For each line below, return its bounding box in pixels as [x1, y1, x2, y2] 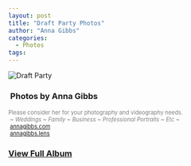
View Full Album [8, 148, 72, 160]
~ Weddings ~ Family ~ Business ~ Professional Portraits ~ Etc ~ [10, 116, 181, 124]
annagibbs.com [10, 123, 51, 131]
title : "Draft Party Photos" [8, 19, 105, 27]
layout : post [8, 11, 52, 20]
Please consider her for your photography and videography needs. [8, 109, 183, 117]
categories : [8, 34, 48, 42]
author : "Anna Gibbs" [8, 26, 80, 34]
